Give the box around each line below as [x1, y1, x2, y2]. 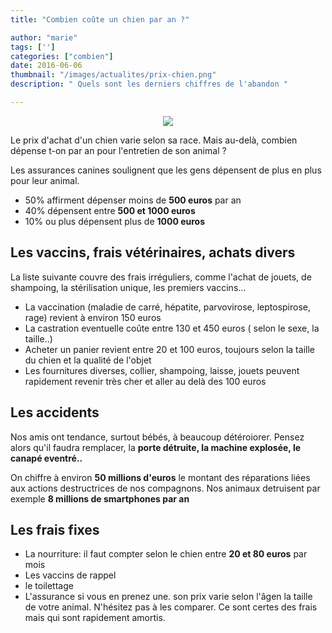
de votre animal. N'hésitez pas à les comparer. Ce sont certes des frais [24, 601, 318, 613]
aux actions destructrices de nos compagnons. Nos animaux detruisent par [10, 482, 321, 494]
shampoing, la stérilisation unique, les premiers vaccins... [10, 281, 247, 293]
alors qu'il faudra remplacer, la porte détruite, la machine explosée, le [10, 441, 302, 453]
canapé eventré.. [10, 452, 83, 464]
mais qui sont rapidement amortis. [24, 612, 166, 624]
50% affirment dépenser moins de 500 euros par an [24, 194, 242, 206]
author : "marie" [10, 32, 78, 43]
